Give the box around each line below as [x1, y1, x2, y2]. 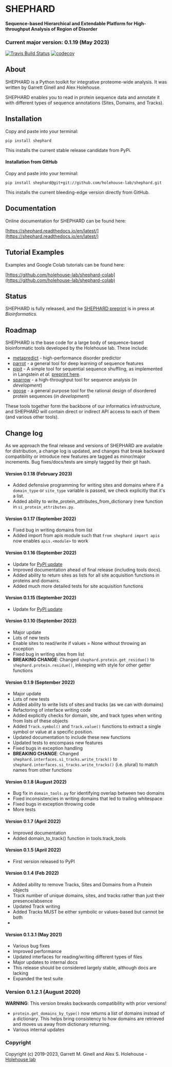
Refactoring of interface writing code [12, 707, 91, 713]
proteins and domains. [12, 577, 61, 583]
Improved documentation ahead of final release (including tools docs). [12, 566, 162, 573]
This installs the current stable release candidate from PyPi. [5, 147, 131, 153]
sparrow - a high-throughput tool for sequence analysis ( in [12, 377, 137, 383]
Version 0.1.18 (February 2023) [5, 470, 73, 477]
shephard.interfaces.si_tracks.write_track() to [12, 756, 118, 763]
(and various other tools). [5, 414, 59, 420]
